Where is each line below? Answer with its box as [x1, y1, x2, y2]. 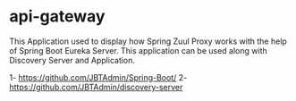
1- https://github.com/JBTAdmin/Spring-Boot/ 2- [9, 72, 188, 82]
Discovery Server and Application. [9, 55, 136, 65]
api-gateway [9, 6, 106, 27]
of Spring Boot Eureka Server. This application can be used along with [9, 45, 268, 55]
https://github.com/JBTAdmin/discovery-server [9, 81, 183, 92]
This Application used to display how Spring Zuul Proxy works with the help [9, 36, 288, 46]
